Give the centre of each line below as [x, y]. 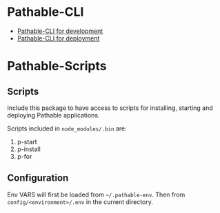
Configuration [38, 178]
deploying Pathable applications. [53, 115]
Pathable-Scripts [57, 66]
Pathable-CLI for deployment [58, 38]
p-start [27, 142]
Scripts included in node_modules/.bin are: [67, 128]
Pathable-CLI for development [60, 31]
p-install [29, 149]
